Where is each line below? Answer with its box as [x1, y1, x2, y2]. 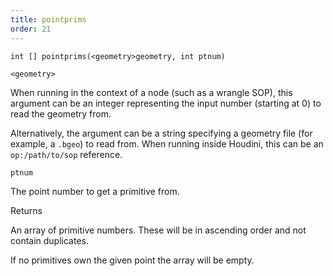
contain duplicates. [10, 234, 90, 246]
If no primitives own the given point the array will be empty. [10, 254, 255, 266]
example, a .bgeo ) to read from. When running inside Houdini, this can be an [10, 137, 324, 150]
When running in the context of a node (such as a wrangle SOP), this [10, 86, 293, 98]
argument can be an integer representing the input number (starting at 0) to [10, 97, 322, 109]
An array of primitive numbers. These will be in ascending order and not [10, 224, 307, 236]
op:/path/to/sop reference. [10, 148, 123, 160]
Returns [10, 204, 43, 216]
